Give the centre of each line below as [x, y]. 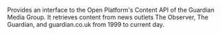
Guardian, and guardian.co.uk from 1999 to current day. [86, 24]
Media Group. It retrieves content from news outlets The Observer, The [108, 17]
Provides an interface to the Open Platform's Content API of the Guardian [111, 10]
